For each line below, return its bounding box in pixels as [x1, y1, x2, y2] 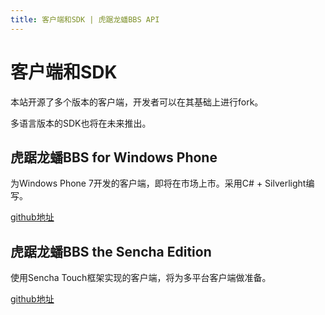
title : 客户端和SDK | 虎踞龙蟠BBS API [10, 14, 160, 25]
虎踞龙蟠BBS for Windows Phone [10, 149, 218, 166]
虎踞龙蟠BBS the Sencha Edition [10, 243, 212, 260]
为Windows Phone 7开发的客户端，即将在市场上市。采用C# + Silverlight [10, 177, 307, 190]
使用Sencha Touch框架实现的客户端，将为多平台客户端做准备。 [10, 272, 272, 284]
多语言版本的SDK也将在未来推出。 [10, 117, 152, 129]
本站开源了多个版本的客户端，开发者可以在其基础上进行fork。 [10, 96, 264, 108]
